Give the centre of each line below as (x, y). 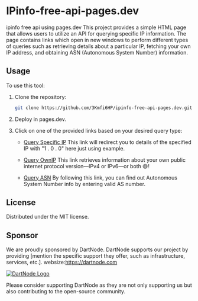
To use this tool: (26, 85)
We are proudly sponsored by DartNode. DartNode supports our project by (97, 249)
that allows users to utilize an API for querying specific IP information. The (96, 33)
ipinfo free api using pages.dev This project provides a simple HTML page (96, 27)
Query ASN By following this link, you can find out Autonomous (100, 177)
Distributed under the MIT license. (48, 217)
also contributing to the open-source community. (66, 292)
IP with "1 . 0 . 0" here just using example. (74, 148)
